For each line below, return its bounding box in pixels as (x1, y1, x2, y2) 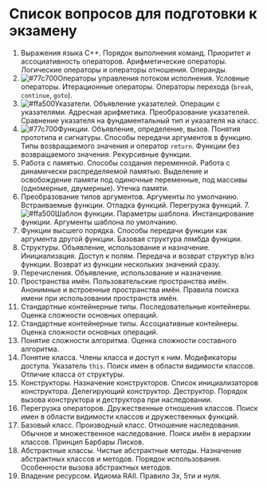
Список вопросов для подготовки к (9, 5, 257, 23)
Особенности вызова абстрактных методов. (20, 463, 172, 472)
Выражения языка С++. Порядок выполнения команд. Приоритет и (20, 48, 251, 57)
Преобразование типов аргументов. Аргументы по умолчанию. (20, 192, 239, 201)
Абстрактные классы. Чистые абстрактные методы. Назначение (20, 445, 242, 455)
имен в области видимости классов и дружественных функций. (20, 412, 239, 421)
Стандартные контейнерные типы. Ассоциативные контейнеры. (20, 318, 239, 328)
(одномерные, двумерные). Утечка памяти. (20, 183, 170, 193)
